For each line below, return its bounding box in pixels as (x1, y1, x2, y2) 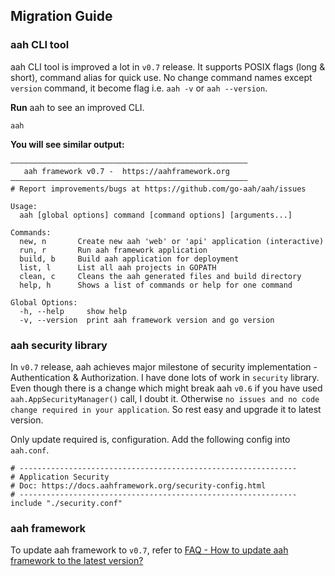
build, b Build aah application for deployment (19, 254, 240, 264)
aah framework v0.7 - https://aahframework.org (23, 166, 230, 176)
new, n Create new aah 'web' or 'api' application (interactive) (19, 236, 325, 246)
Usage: (10, 201, 38, 211)
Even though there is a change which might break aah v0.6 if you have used (10, 382, 323, 394)
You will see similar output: (10, 138, 125, 150)
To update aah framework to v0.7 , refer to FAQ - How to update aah (10, 544, 289, 556)
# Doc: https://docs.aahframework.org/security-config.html (10, 480, 267, 491)
